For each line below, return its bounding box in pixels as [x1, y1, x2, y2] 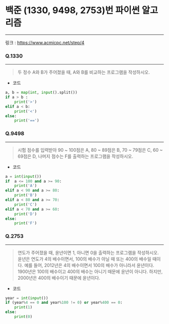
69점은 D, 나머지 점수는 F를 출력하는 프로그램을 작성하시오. [17, 153, 133, 159]
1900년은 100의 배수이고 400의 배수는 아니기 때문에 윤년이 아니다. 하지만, [17, 268, 163, 275]
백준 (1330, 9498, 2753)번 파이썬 [5, 5, 140, 16]
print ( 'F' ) [14, 221, 37, 226]
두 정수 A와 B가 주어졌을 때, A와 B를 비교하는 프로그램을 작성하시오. [17, 69, 150, 76]
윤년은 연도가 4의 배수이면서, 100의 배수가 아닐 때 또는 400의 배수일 [17, 255, 152, 262]
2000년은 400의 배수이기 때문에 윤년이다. [17, 275, 101, 281]
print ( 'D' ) [14, 211, 37, 217]
